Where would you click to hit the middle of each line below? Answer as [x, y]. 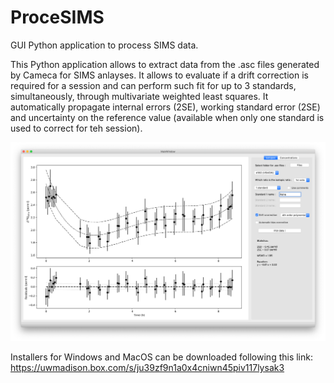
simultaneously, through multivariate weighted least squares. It [139, 96]
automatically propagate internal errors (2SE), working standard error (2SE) [165, 107]
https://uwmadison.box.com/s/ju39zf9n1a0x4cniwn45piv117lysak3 [147, 368]
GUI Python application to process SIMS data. [104, 45]
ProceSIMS [57, 17]
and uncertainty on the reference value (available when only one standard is [167, 117]
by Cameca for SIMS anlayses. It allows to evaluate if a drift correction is [159, 75]
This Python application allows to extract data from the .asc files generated [165, 64]
